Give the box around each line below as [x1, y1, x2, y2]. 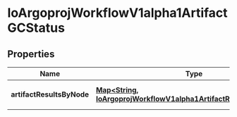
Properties [7, 48, 55, 60]
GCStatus [7, 20, 66, 36]
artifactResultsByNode [11, 90, 90, 99]
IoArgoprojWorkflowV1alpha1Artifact [7, 5, 228, 21]
